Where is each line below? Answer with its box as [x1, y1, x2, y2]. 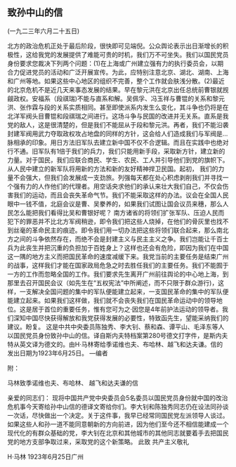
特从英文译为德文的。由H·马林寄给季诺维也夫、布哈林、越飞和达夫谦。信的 [7, 340, 223, 348]
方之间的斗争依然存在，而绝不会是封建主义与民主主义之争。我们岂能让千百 [7, 235, 223, 243]
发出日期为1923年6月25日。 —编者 [7, 348, 109, 357]
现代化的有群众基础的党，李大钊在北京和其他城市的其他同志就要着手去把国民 [7, 428, 229, 437]
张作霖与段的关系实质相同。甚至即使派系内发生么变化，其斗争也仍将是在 [19, 103, 229, 111]
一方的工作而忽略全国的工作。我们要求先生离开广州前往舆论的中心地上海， [7, 270, 223, 278]
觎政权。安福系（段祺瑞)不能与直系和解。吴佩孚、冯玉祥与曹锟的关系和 [7, 94, 213, 103]
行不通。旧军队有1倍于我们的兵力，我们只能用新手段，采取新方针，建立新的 [7, 147, 225, 155]
